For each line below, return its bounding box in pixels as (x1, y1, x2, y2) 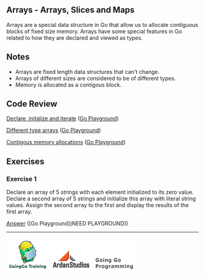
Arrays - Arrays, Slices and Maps (6, 5, 135, 15)
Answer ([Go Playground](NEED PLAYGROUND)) (6, 220, 129, 227)
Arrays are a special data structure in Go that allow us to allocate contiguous (6, 21, 198, 28)
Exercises (6, 156, 45, 167)
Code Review (6, 99, 58, 109)
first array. (6, 208, 32, 216)
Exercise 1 (6, 174, 37, 183)
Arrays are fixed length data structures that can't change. (15, 68, 160, 75)
